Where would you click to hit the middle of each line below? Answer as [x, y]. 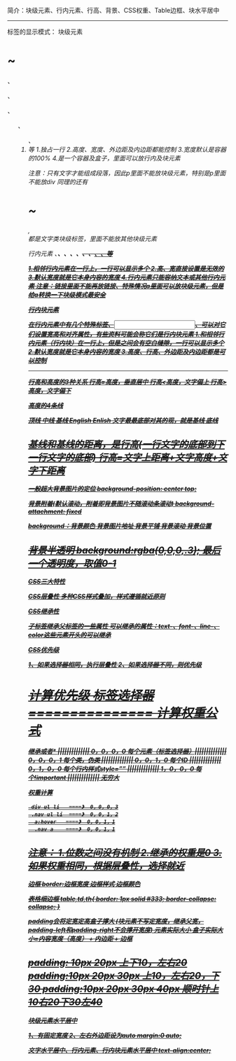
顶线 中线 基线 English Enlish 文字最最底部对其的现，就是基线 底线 [123, 420]
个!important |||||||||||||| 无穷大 [74, 778]
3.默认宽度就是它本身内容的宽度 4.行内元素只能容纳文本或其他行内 [124, 277]
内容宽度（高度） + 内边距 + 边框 [85, 938]
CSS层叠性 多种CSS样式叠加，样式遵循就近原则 [97, 597]
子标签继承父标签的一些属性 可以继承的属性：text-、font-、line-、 [124, 626]
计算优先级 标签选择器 [91, 696]
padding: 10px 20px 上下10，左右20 [107, 963]
